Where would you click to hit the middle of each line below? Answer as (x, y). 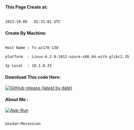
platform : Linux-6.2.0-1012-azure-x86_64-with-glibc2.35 (67, 57)
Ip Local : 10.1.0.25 (28, 66)
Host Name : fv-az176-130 (32, 48)
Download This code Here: (33, 77)
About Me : (17, 99)
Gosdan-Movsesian (23, 124)
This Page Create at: (26, 7)
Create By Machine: (26, 33)
